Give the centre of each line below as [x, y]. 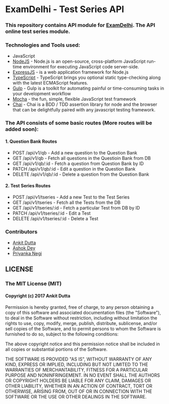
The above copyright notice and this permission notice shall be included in [82, 344]
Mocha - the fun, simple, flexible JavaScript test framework [74, 99]
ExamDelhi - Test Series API [65, 9]
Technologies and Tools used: [43, 45]
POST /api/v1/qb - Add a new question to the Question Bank [75, 152]
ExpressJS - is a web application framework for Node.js [70, 72]
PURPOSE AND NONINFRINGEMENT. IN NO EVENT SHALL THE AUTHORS [83, 375]
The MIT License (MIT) [34, 284]
